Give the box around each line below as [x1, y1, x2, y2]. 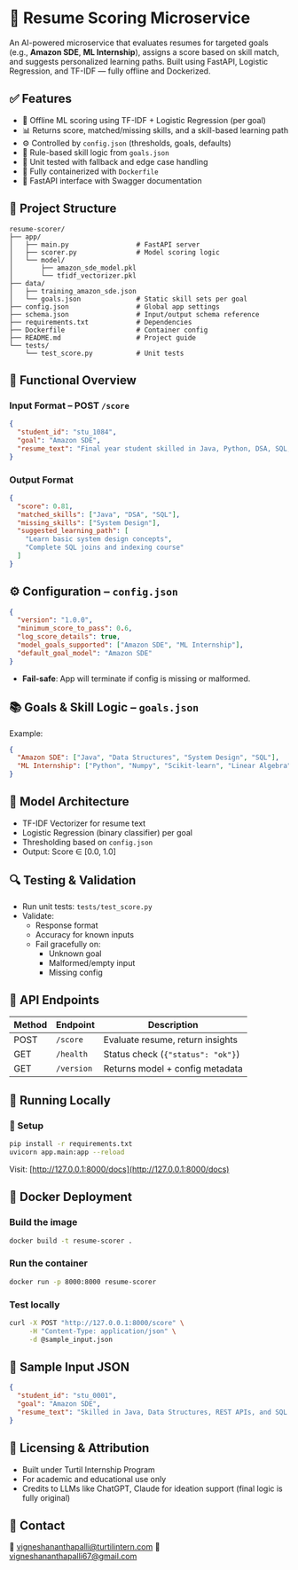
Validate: [21, 910, 55, 921]
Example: [9, 727, 43, 739]
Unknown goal [48, 948, 102, 959]
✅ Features [9, 91, 73, 106]
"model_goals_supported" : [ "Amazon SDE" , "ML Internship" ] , [17, 640, 244, 650]
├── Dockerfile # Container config [9, 326, 208, 334]
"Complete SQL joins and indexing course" [25, 543, 184, 553]
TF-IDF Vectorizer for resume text [21, 818, 146, 828]
